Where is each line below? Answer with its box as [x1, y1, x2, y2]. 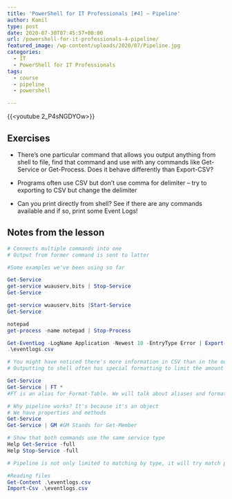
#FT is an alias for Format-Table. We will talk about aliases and [7, 390, 206, 397]
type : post [7, 23, 39, 30]
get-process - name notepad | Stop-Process [7, 327, 131, 334]
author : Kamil [7, 17, 48, 23]
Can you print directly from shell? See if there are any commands [17, 199, 202, 207]
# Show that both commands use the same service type [7, 435, 166, 442]
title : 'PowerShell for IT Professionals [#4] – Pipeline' [7, 10, 181, 17]
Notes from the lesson [7, 227, 105, 238]
